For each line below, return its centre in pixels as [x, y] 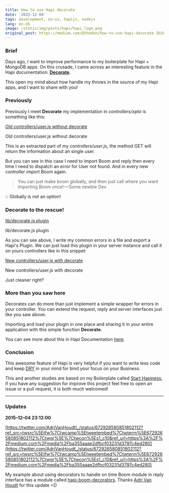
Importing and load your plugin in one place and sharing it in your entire [79, 324]
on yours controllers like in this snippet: [46, 251]
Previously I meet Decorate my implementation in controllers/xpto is [76, 111]
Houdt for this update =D [31, 485]
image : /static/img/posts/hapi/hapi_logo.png [54, 29]
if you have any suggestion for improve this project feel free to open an [79, 384]
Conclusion [20, 352]
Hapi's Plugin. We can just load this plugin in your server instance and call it [84, 245]
